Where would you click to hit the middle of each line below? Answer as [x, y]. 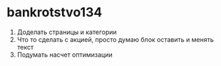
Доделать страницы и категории [67, 32]
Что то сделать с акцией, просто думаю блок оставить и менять [115, 39]
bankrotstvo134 [55, 12]
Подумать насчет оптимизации [65, 55]
